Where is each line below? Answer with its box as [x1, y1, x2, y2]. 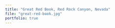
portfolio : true [5, 16, 38, 20]
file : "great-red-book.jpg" [5, 11, 63, 16]
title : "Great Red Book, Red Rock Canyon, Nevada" [5, 7, 111, 12]
